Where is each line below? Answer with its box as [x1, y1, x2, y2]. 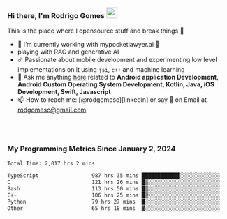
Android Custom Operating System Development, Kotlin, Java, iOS [17, 80, 214, 89]
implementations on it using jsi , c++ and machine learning [17, 66, 185, 74]
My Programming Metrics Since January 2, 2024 [7, 144, 176, 153]
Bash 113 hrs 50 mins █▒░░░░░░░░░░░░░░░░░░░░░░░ [7, 186, 220, 192]
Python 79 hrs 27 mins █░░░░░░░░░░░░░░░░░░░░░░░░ [7, 198, 220, 205]
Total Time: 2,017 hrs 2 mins [7, 160, 96, 167]
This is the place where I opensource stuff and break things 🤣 [7, 27, 184, 35]
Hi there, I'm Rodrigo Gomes [7, 10, 105, 20]
